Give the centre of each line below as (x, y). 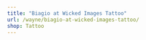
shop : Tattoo (26, 26)
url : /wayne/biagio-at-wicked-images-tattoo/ (73, 20)
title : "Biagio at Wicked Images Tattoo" (67, 13)
